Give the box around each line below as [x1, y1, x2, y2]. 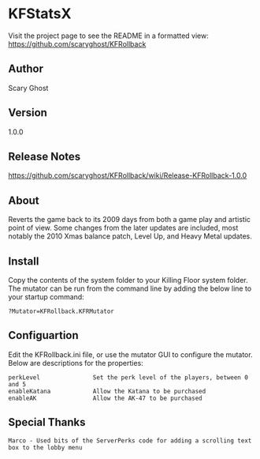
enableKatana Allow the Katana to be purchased [8, 387, 206, 395]
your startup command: [8, 292, 84, 301]
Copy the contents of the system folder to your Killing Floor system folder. [8, 276, 248, 284]
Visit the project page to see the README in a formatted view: [8, 31, 209, 40]
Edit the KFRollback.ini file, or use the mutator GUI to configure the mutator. [8, 349, 254, 359]
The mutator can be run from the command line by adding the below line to [8, 284, 252, 293]
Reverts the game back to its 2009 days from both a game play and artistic [8, 215, 251, 224]
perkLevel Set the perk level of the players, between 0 [8, 373, 248, 382]
